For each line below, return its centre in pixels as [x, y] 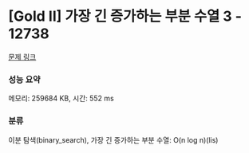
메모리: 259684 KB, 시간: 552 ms [61, 98]
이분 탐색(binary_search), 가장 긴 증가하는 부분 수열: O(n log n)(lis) [113, 139]
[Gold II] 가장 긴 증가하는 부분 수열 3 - [125, 16]
